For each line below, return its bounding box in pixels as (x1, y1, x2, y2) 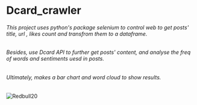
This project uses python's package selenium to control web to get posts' (6, 23, 189, 31)
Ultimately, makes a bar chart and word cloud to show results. (6, 74, 161, 81)
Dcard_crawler (6, 4, 81, 17)
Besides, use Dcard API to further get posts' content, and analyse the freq (6, 49, 191, 56)
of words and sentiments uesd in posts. (6, 55, 104, 62)
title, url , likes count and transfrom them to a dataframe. (6, 30, 148, 37)
